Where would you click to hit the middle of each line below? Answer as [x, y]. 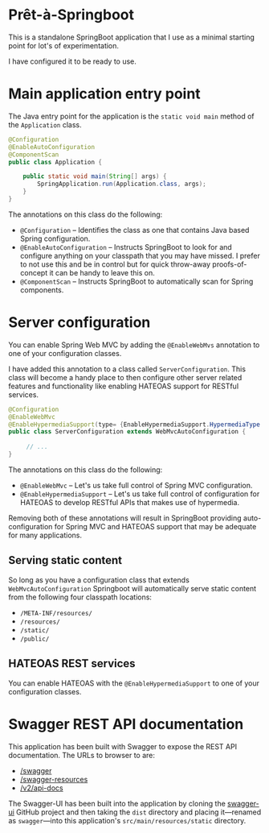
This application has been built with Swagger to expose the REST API [123, 746]
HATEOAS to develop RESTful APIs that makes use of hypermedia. [130, 502]
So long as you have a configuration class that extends [99, 580]
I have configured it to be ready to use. [72, 61]
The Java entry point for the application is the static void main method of [131, 116]
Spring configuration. [55, 238]
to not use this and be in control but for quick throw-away [115, 264]
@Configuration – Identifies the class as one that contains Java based [134, 230]
